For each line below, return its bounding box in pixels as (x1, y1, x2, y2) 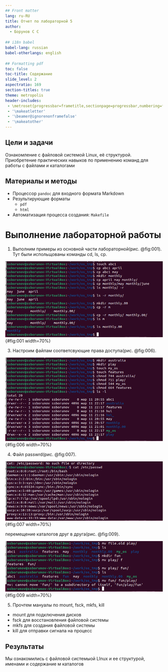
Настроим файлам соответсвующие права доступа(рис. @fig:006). (12, 347, 156, 353)
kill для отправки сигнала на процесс (12, 628, 92, 634)
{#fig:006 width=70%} (5, 442, 52, 448)
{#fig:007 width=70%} (5, 521, 51, 527)
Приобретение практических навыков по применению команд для (5, 157, 148, 163)
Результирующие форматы (12, 196, 70, 202)
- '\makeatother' (7, 119, 43, 124)
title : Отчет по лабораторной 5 (5, 19, 72, 24)
